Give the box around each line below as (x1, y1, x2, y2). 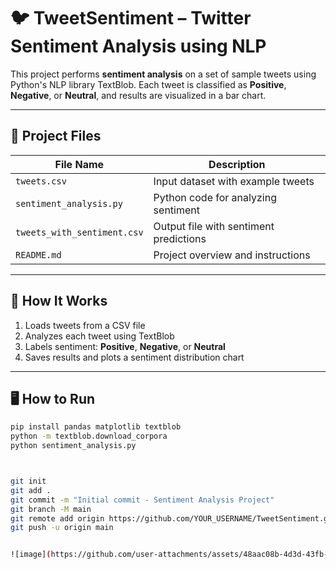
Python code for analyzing (153, 190, 277, 204)
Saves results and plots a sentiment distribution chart (24, 351, 245, 363)
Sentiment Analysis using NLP (10, 35, 267, 58)
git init (10, 476, 47, 486)
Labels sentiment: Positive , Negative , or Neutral (24, 340, 226, 352)
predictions (153, 231, 207, 245)
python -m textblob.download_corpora (10, 431, 168, 442)
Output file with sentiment (153, 219, 275, 233)
